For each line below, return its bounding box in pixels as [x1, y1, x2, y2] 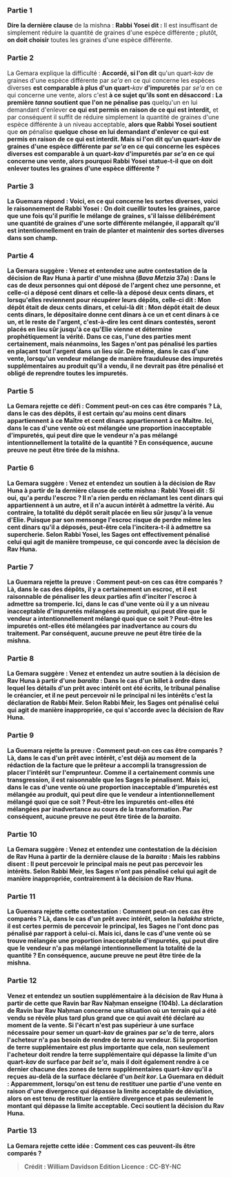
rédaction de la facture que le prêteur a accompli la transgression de [7, 761, 207, 769]
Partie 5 [7, 386, 34, 396]
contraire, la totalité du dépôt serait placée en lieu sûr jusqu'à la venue [7, 508, 213, 516]
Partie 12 [7, 976, 37, 985]
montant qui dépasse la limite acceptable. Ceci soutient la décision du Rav [7, 1101, 225, 1109]
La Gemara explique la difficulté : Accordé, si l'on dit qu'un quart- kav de [7, 68, 214, 77]
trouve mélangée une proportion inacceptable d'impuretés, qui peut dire [7, 937, 219, 945]
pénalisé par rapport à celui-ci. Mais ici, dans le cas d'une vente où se [7, 929, 212, 938]
